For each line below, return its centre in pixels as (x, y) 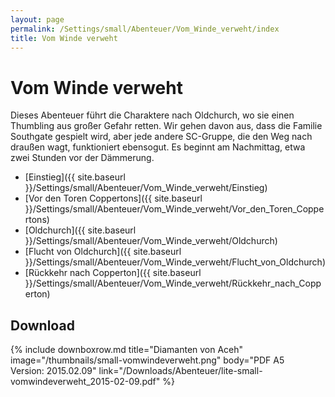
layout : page (37, 19)
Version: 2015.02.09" (53, 371)
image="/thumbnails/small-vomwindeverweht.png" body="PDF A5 (147, 360)
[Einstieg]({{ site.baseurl (75, 177)
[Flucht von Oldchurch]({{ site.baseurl (103, 252)
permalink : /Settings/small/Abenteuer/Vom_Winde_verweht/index (145, 29)
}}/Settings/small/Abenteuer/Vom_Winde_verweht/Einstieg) (146, 188)
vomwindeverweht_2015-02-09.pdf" (85, 382)
